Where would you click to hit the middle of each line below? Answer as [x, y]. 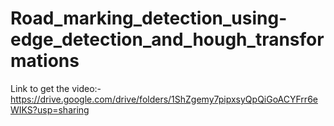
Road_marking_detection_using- [149, 18]
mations [45, 61]
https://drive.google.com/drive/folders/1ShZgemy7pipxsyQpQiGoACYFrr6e [164, 99]
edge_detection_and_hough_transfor [167, 39]
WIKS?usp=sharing [50, 109]
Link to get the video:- [56, 88]
